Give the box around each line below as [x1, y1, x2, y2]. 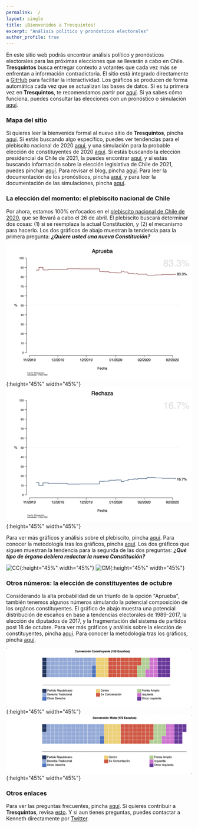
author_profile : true [6, 34, 60, 41]
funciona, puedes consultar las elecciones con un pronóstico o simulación [6, 95, 187, 103]
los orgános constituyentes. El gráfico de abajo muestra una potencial [6, 605, 176, 612]
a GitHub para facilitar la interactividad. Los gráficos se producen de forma [6, 77, 188, 84]
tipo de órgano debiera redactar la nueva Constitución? [6, 553, 146, 560]
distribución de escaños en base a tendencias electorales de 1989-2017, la [6, 611, 187, 619]
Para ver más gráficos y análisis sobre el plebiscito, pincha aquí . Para [6, 534, 174, 541]
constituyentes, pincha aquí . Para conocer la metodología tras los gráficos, [6, 630, 188, 637]
